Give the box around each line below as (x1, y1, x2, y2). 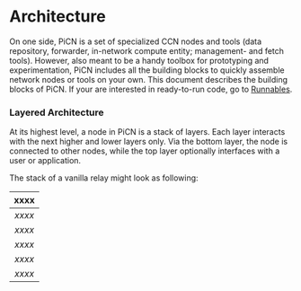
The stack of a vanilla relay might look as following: (9, 172, 199, 183)
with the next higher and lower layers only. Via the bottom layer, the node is (9, 137, 288, 147)
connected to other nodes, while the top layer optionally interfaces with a (9, 145, 280, 156)
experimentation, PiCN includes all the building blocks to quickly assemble (9, 65, 285, 75)
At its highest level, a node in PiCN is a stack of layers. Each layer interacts (9, 127, 286, 137)
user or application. (9, 155, 82, 166)
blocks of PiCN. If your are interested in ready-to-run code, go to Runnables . (9, 84, 293, 94)
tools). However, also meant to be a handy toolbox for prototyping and (9, 55, 270, 66)
